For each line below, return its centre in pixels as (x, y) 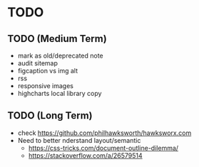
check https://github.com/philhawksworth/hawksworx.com (104, 133)
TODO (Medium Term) (57, 39)
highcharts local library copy (60, 93)
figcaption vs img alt (48, 71)
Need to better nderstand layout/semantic (79, 140)
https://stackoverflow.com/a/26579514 (85, 155)
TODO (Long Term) (50, 115)
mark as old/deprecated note (60, 55)
